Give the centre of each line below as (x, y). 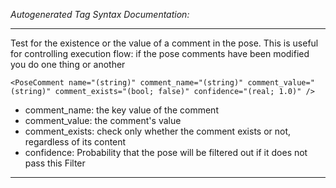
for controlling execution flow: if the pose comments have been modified (160, 53)
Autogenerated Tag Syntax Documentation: (100, 14)
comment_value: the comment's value (103, 120)
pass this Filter (55, 163)
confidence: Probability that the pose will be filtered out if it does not (166, 152)
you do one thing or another (68, 64)
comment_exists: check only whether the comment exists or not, (158, 131)
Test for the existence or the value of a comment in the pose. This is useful (164, 43)
